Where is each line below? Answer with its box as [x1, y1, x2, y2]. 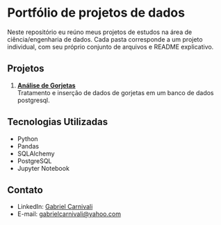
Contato [7, 184, 43, 196]
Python [17, 134, 38, 143]
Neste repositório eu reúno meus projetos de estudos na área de [7, 28, 193, 36]
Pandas [17, 142, 40, 150]
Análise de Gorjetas [17, 81, 76, 90]
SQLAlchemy [17, 149, 55, 158]
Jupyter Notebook [17, 164, 69, 172]
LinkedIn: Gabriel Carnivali [17, 203, 93, 211]
